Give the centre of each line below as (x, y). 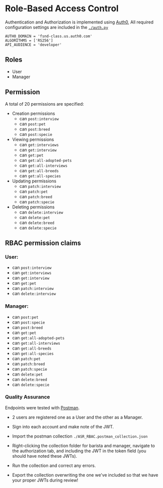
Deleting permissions (33, 207)
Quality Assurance (27, 397)
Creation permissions (33, 113)
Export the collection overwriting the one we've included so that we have (85, 475)
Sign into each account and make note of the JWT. (63, 426)
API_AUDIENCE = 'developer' (34, 44)
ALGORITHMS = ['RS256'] (29, 40)
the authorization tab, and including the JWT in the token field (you (79, 451)
